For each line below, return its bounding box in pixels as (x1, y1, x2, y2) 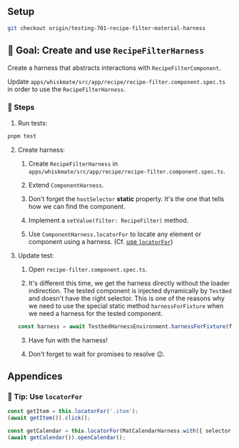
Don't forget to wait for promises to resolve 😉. (28, 350, 166, 358)
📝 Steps (7, 103, 35, 113)
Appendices (7, 370, 63, 382)
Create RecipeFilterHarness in (28, 159, 118, 168)
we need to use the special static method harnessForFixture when (28, 301, 224, 310)
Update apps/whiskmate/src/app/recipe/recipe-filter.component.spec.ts (7, 77, 226, 86)
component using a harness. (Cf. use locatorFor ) (28, 237, 173, 245)
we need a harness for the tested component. (28, 309, 163, 317)
